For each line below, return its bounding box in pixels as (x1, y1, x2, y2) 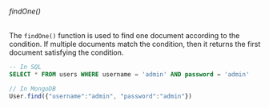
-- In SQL (9, 64, 42, 71)
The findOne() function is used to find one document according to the (9, 31, 240, 40)
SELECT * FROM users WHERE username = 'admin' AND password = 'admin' (9, 71, 250, 79)
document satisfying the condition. (9, 48, 124, 57)
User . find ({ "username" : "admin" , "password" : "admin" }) (9, 92, 193, 100)
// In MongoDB (9, 84, 57, 93)
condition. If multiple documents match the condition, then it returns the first (9, 40, 261, 49)
